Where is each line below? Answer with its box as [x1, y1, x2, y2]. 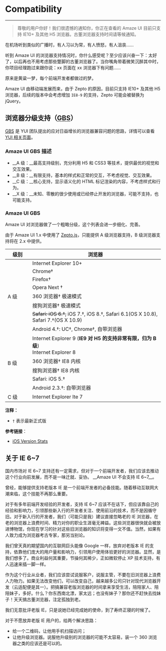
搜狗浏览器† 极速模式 [32, 302, 81, 309]
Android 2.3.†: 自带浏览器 [32, 384, 91, 391]
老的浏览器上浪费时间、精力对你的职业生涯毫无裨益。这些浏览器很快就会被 [5, 520, 157, 526]
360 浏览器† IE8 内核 [32, 358, 81, 365]
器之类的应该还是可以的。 [12, 641, 65, 647]
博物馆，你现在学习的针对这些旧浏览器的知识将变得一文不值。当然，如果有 [9, 526, 161, 532]
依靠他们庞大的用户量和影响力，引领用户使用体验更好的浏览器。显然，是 [13, 549, 161, 555]
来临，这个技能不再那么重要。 [9, 491, 70, 497]
